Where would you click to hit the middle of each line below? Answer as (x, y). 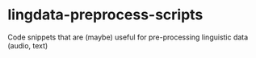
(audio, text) (28, 45)
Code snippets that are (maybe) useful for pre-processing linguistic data (128, 37)
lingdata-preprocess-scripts (105, 15)
